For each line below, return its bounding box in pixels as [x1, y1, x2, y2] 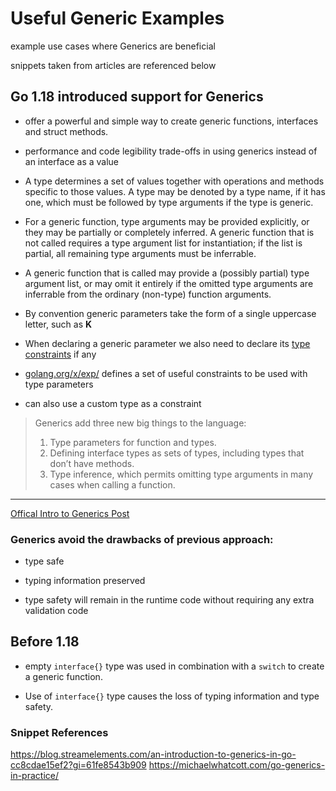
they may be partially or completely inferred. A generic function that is [24, 226, 315, 238]
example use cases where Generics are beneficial [10, 40, 216, 52]
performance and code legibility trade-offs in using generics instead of [24, 145, 318, 157]
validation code [24, 605, 89, 617]
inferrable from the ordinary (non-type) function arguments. [24, 288, 272, 300]
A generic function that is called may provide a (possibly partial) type [24, 267, 310, 279]
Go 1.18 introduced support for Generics [10, 88, 264, 106]
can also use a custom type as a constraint [24, 397, 202, 409]
